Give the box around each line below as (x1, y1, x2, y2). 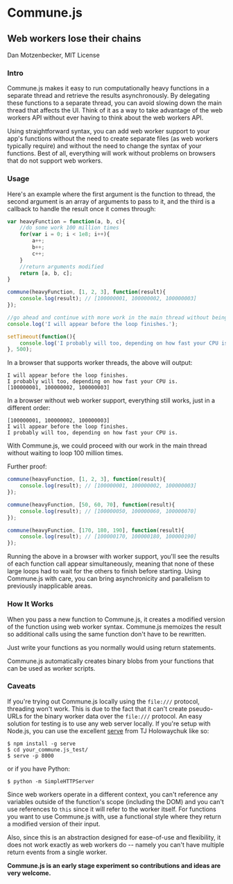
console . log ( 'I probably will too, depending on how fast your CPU (19, 339, 218, 347)
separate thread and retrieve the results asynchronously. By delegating (7, 92, 210, 100)
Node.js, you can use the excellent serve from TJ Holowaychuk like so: (7, 726, 209, 735)
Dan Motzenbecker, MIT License (7, 51, 101, 59)
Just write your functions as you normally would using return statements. (7, 643, 216, 651)
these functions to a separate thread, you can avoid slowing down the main (7, 99, 222, 107)
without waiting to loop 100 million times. (7, 449, 123, 457)
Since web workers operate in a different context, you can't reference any (7, 790, 218, 799)
